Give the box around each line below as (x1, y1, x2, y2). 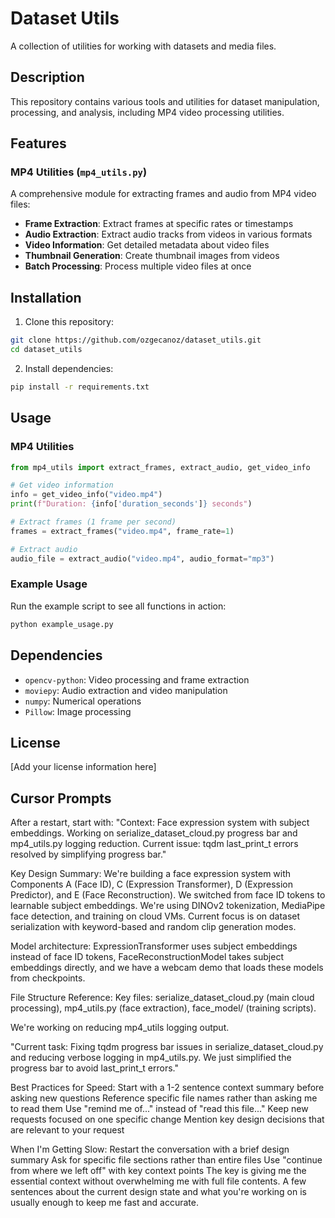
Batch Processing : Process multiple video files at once (24, 260, 252, 272)
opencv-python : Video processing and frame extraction (24, 673, 250, 686)
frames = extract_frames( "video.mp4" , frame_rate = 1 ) (10, 526, 235, 536)
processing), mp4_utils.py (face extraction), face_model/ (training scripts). (10, 1002, 317, 1014)
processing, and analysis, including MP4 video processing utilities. (10, 106, 285, 118)
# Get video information (10, 480, 114, 491)
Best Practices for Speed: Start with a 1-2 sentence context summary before (10, 1082, 325, 1094)
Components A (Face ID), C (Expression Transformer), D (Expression (10, 878, 294, 891)
